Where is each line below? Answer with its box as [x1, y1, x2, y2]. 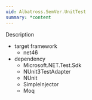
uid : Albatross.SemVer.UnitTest [5, 8, 86, 15]
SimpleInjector [23, 80, 59, 87]
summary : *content [5, 14, 51, 20]
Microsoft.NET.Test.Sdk [23, 61, 82, 69]
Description [5, 31, 34, 38]
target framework [14, 43, 57, 50]
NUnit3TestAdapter [23, 68, 71, 75]
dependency [14, 55, 46, 62]
